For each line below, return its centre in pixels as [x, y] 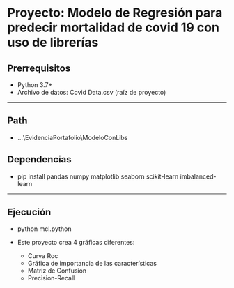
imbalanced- [198, 176]
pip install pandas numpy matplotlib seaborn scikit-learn [98, 176]
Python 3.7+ [35, 85]
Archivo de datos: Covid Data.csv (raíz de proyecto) [92, 92]
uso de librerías [53, 43]
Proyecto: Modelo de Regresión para [115, 13]
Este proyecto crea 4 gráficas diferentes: [76, 243]
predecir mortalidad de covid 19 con [113, 28]
